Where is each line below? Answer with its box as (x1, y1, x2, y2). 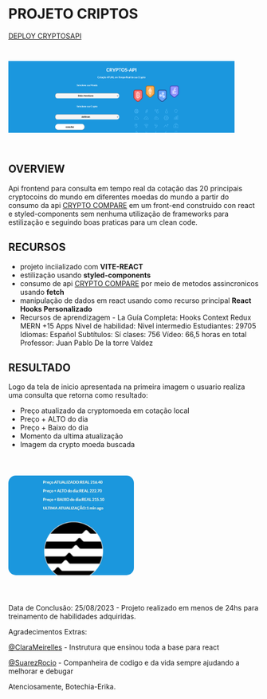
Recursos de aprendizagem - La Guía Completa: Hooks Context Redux (19, 312, 252, 322)
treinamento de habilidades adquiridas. (8, 611, 137, 622)
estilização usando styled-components (19, 270, 151, 280)
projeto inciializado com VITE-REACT (19, 261, 143, 271)
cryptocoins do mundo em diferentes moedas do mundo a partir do (8, 192, 230, 202)
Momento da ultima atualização (19, 431, 124, 441)
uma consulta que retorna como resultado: (8, 391, 149, 400)
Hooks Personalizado (19, 304, 93, 313)
